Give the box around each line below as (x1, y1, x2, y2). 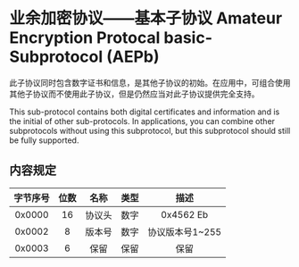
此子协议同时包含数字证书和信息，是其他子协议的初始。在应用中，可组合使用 (9, 77, 291, 88)
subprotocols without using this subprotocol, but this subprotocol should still (9, 125, 291, 136)
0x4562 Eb (160, 208, 209, 221)
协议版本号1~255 (147, 225, 221, 238)
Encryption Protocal (9, 28, 161, 48)
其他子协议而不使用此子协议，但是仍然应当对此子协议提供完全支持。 (9, 88, 260, 99)
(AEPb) (105, 46, 160, 67)
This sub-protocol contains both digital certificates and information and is (9, 106, 280, 117)
